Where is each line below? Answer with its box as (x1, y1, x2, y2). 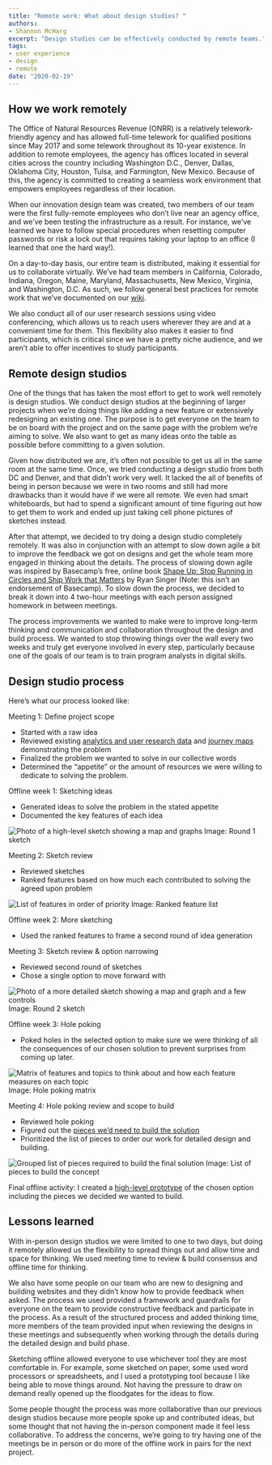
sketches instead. (8, 516, 67, 526)
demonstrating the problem (19, 745, 112, 754)
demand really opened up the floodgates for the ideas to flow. (8, 1388, 215, 1398)
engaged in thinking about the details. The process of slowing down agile (8, 557, 253, 568)
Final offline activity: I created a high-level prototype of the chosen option (8, 1183, 254, 1192)
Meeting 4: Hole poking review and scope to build (8, 1101, 175, 1111)
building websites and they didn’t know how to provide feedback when (8, 1287, 244, 1296)
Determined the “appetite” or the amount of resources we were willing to (19, 762, 263, 771)
